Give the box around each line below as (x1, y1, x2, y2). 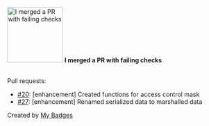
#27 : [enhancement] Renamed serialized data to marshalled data (17, 98, 203, 106)
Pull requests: (7, 77, 47, 85)
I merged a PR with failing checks (64, 56, 162, 64)
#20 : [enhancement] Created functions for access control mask (17, 90, 200, 98)
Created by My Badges (7, 111, 73, 119)
